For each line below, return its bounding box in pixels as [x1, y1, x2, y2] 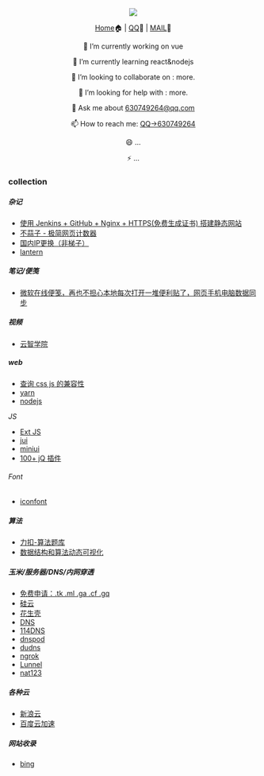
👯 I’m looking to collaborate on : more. [71, 72, 196, 82]
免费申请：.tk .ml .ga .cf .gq [19, 588, 110, 598]
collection [8, 176, 48, 187]
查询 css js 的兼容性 [19, 378, 85, 388]
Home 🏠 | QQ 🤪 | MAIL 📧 [94, 23, 172, 33]
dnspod [19, 634, 45, 643]
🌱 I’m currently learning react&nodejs [72, 57, 194, 66]
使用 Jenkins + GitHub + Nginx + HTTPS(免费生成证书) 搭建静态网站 [19, 218, 242, 227]
